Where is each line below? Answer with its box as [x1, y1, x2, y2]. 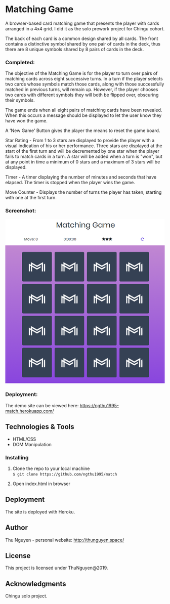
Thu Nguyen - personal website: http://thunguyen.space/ [5, 537, 124, 543]
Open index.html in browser [12, 481, 71, 487]
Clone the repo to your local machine [12, 465, 90, 471]
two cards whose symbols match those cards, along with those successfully [5, 81, 164, 87]
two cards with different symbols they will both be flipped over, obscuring [5, 92, 159, 98]
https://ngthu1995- [79, 402, 119, 408]
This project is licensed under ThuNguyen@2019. [5, 565, 108, 571]
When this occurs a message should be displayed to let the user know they [5, 112, 162, 118]
